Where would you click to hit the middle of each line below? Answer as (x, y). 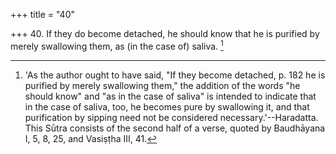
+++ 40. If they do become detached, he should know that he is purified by (165, 33)
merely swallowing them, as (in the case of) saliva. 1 (117, 45)
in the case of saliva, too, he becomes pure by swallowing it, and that (167, 106)
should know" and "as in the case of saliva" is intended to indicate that (170, 96)
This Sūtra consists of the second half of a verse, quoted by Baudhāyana (175, 128)
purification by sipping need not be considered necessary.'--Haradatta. (171, 117)
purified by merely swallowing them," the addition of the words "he (162, 85)
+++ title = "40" (43, 14)
